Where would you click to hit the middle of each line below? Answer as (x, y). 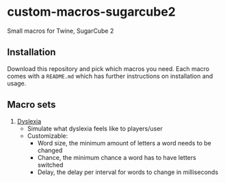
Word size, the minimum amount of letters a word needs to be (124, 143)
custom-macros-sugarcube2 (91, 12)
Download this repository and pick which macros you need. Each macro (108, 68)
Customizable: (48, 136)
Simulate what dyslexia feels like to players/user (95, 128)
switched (50, 165)
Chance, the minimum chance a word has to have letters (117, 157)
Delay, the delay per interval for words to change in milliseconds (128, 172)
